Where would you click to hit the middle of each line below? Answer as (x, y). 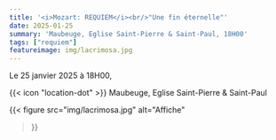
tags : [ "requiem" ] (43, 42)
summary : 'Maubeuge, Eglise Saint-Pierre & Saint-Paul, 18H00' (129, 34)
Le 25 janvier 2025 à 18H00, (61, 75)
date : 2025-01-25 (41, 26)
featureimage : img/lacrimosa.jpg (71, 51)
